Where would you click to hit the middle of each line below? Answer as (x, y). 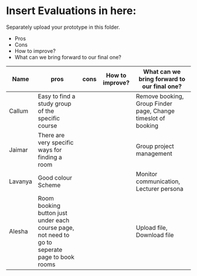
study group (55, 103)
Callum (18, 111)
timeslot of (150, 118)
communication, (158, 181)
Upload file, (152, 227)
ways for (50, 150)
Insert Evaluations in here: (71, 11)
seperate (50, 250)
